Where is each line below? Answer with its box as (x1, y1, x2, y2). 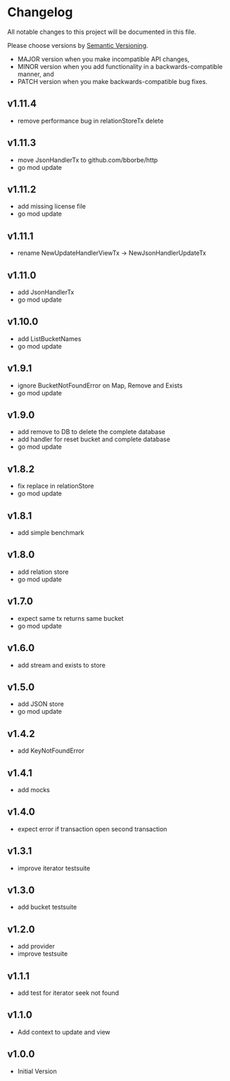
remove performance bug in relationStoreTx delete (17, 116, 164, 125)
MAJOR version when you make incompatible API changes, (17, 54, 190, 63)
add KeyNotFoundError (17, 746, 84, 755)
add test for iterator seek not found (17, 989, 120, 997)
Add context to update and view (17, 1027, 110, 1036)
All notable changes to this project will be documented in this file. (7, 27, 197, 36)
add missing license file (17, 202, 87, 211)
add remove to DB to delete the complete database (17, 428, 165, 436)
